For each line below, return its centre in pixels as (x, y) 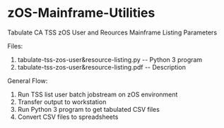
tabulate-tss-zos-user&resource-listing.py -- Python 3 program (110, 59)
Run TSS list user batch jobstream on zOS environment (98, 94)
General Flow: (28, 81)
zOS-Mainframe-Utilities (81, 13)
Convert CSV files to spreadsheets (68, 117)
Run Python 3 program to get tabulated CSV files (89, 109)
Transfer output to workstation (62, 102)
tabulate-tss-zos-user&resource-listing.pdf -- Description (101, 67)
